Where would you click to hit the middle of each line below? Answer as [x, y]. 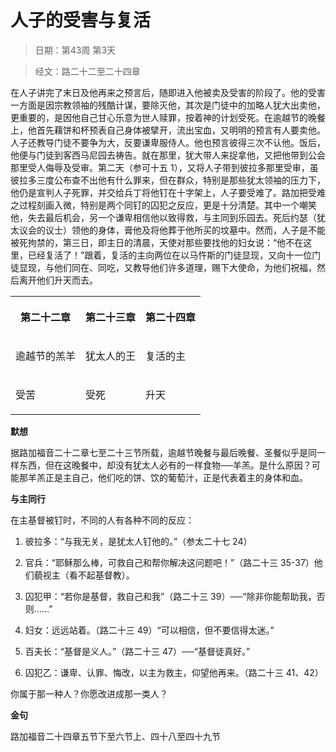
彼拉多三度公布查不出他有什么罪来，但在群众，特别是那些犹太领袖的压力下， [168, 180]
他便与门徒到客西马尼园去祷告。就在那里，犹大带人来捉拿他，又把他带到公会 [168, 155]
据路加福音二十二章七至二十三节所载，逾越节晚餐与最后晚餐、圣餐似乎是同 [163, 452]
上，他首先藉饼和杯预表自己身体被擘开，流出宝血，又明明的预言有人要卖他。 [168, 130]
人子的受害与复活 [81, 20]
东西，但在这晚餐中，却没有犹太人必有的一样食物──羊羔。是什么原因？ [165, 465]
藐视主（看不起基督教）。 [84, 575]
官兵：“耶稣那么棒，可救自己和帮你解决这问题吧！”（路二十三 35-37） [169, 562]
